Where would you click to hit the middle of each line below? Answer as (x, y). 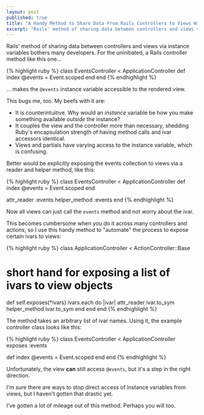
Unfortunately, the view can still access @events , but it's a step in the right (99, 369)
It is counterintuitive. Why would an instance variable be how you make (104, 113)
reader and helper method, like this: (51, 170)
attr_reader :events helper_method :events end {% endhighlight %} (90, 200)
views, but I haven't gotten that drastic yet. (60, 394)
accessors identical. (40, 139)
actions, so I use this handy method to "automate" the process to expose (97, 230)
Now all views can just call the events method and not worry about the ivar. (100, 212)
